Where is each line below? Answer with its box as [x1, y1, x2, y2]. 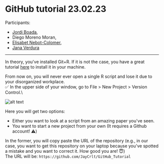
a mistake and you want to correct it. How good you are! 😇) [5, 148, 125, 154]
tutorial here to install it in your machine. [5, 64, 86, 70]
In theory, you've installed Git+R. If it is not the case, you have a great [5, 59, 145, 65]
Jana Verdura [12, 45, 40, 50]
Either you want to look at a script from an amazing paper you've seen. [12, 117, 155, 123]
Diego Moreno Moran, [12, 34, 57, 40]
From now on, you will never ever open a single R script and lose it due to [5, 73, 152, 79]
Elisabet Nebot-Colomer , [12, 39, 62, 45]
